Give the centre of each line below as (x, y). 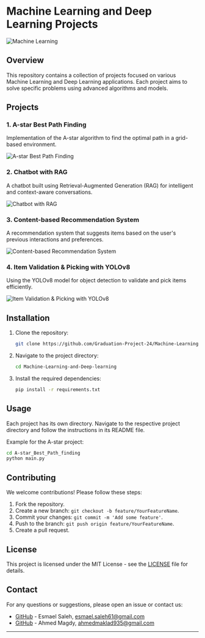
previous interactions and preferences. (55, 240)
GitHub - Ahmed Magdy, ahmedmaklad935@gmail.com (85, 623)
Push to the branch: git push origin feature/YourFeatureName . (95, 524)
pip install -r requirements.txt (58, 389)
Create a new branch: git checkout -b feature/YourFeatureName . (97, 511)
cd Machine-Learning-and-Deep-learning (66, 367)
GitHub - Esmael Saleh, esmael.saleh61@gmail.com (80, 616)
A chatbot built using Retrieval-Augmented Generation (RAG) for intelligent (100, 185)
